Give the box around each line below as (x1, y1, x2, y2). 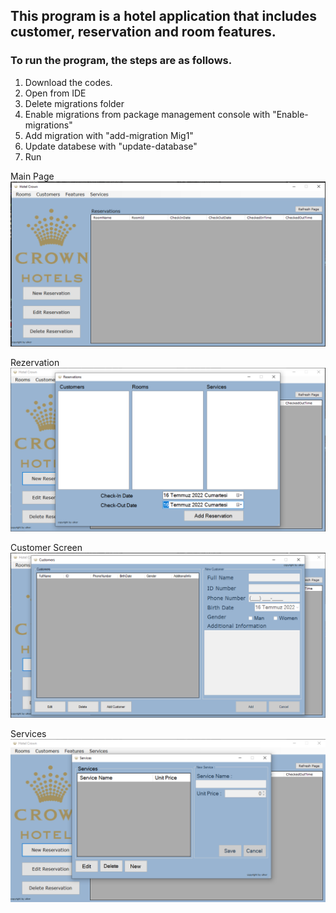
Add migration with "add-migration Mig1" (24, 129, 194, 141)
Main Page (10, 170, 55, 182)
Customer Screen (10, 542, 83, 554)
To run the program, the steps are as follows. (10, 54, 233, 68)
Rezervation (10, 356, 60, 368)
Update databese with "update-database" (24, 140, 198, 152)
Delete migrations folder (24, 97, 125, 109)
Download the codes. (24, 76, 113, 88)
